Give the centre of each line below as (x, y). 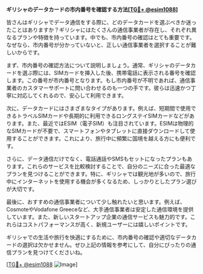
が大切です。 (22, 189)
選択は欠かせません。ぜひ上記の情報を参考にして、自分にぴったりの (107, 245)
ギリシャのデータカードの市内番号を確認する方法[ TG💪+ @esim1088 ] (92, 9)
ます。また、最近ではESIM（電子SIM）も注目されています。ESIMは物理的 (102, 123)
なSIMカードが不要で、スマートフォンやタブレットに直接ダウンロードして (98, 131)
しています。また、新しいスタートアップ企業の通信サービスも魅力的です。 (98, 217)
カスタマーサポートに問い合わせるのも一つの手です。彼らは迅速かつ (107, 88)
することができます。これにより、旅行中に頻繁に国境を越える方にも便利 (101, 139)
